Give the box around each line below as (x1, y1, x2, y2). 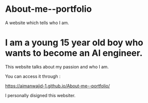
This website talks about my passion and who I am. (5, 64, 109, 69)
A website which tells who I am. (5, 20, 69, 26)
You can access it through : (5, 73, 61, 79)
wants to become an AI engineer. (5, 48, 143, 59)
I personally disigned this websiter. (5, 92, 75, 98)
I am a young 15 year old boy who (5, 37, 144, 48)
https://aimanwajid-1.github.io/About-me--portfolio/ (5, 83, 110, 89)
